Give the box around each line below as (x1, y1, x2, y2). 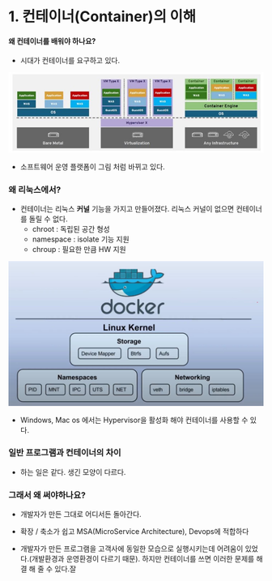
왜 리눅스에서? (8, 184, 62, 195)
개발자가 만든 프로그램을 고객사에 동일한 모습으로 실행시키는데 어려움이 (19, 544, 244, 553)
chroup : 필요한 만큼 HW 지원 (32, 245, 127, 254)
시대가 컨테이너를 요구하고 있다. (19, 56, 120, 66)
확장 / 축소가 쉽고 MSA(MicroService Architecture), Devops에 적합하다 (19, 527, 249, 536)
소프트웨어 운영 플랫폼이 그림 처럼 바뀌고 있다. (19, 161, 166, 171)
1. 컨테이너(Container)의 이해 (8, 7, 197, 26)
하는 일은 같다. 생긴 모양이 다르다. (19, 467, 126, 476)
